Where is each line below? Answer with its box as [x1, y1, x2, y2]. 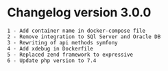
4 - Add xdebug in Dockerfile [7, 45, 94, 52]
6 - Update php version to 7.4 [7, 57, 97, 64]
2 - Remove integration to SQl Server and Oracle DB [7, 33, 161, 40]
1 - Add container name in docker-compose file [7, 27, 146, 34]
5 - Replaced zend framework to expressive [7, 51, 134, 58]
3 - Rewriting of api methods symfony [7, 39, 118, 46]
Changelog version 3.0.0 [7, 5, 152, 20]
